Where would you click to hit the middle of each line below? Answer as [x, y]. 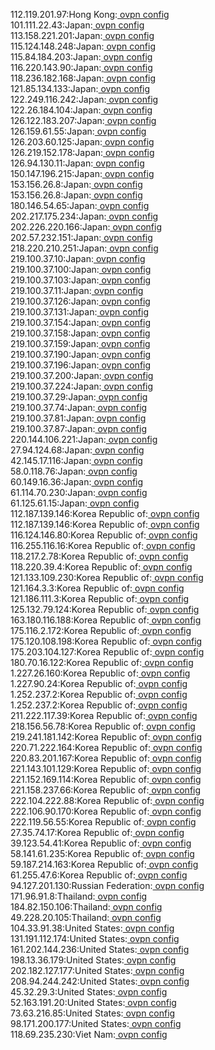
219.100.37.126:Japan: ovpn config [80, 301]
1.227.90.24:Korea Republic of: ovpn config [99, 683]
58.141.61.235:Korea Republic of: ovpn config [102, 853]
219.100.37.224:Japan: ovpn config [82, 386]
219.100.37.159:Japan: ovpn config [80, 343]
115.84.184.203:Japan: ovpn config [81, 57]
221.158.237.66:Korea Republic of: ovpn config [106, 790]
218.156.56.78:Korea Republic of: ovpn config [103, 726]
